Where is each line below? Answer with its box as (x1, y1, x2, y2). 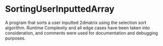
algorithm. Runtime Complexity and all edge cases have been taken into (5, 24, 150, 30)
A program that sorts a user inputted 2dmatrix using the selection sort (5, 20, 146, 25)
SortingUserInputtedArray (5, 3, 114, 15)
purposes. (5, 35, 26, 41)
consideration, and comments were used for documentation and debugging (5, 30, 158, 36)
